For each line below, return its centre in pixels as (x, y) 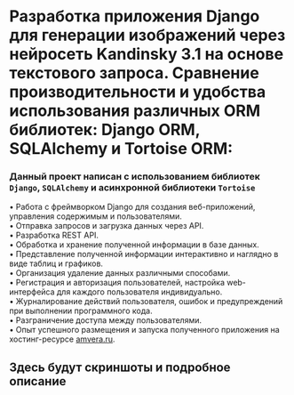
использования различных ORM (135, 111)
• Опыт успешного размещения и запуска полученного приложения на (144, 330)
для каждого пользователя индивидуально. (139, 292)
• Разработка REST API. (54, 235)
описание (38, 381)
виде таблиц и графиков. (56, 263)
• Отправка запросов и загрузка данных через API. (107, 226)
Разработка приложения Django (135, 16)
